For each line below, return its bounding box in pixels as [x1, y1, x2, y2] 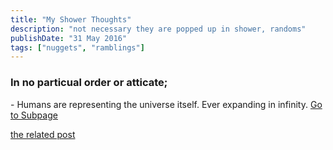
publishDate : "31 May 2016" [10, 33, 128, 43]
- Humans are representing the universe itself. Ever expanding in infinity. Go [10, 98, 323, 110]
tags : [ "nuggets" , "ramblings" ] [10, 42, 145, 53]
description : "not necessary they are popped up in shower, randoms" [10, 24, 307, 34]
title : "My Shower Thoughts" [10, 14, 132, 25]
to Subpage [10, 109, 58, 121]
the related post [10, 128, 76, 140]
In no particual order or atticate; [10, 76, 168, 90]
